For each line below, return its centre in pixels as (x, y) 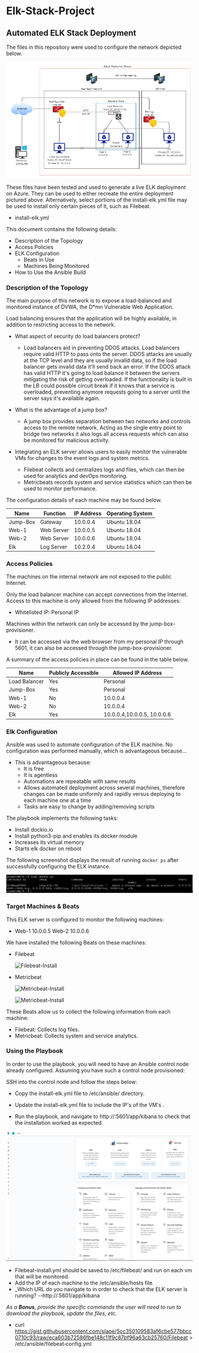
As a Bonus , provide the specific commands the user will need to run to (94, 1307)
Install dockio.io (34, 829)
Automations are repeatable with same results (80, 781)
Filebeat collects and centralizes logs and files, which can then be (104, 470)
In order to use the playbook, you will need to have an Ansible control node (97, 1064)
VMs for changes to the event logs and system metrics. (82, 458)
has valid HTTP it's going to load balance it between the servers (102, 373)
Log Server (54, 547)
